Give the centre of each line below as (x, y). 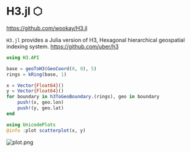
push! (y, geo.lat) (41, 108)
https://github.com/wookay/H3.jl (47, 28)
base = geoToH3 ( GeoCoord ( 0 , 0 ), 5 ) (52, 68)
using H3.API (23, 57)
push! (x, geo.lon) (41, 103)
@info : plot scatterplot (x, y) (46, 130)
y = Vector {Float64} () (35, 91)
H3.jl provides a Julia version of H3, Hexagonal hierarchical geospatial (95, 40)
